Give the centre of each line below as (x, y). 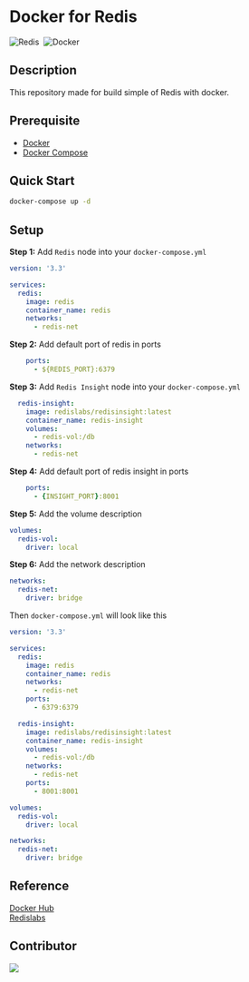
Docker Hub (32, 908)
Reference (39, 886)
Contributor (43, 946)
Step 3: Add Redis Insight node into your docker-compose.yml (125, 387)
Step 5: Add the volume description (76, 514)
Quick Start (42, 180)
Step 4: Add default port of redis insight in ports (99, 471)
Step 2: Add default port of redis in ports (85, 344)
